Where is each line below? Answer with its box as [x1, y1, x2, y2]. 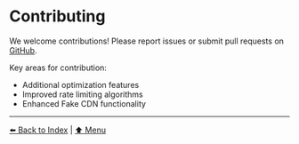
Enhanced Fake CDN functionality [21, 98, 147, 108]
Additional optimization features [21, 79, 140, 90]
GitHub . [9, 44, 37, 55]
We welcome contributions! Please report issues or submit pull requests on [9, 36, 285, 46]
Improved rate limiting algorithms [21, 89, 144, 100]
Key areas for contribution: [9, 62, 107, 73]
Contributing [9, 6, 106, 27]
